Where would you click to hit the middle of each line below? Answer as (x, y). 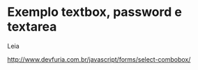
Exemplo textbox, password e (95, 12)
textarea (32, 27)
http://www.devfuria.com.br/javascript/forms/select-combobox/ (99, 59)
